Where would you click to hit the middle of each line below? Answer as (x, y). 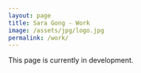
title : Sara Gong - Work (49, 23)
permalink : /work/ (38, 38)
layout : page (30, 15)
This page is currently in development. (71, 60)
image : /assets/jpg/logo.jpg (56, 30)
